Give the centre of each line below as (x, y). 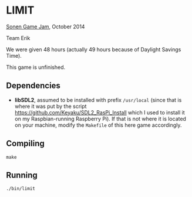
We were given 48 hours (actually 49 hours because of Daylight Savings (94, 49)
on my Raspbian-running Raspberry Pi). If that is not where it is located (100, 119)
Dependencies (33, 86)
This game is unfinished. (36, 67)
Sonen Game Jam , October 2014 (46, 27)
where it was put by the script (50, 106)
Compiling (26, 144)
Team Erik (18, 38)
